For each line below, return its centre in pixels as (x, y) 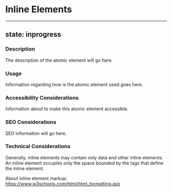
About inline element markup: (36, 178)
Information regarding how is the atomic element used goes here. (74, 84)
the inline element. (25, 168)
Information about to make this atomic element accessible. (67, 109)
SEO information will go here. (36, 133)
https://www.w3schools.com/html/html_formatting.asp (63, 184)
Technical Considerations (38, 147)
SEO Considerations (31, 122)
